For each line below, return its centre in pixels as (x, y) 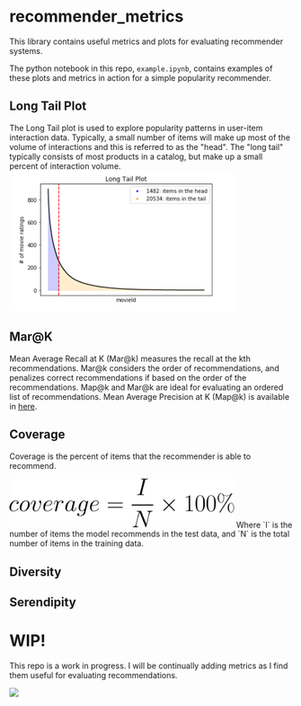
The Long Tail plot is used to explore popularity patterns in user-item (136, 128)
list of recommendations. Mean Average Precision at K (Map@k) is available (150, 396)
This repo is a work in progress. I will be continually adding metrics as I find (149, 666)
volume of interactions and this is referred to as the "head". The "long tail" (146, 146)
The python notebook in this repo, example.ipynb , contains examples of (141, 68)
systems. (26, 50)
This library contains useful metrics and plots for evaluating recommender (146, 41)
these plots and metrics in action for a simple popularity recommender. (140, 77)
